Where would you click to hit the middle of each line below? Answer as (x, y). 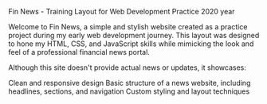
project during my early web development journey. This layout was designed (134, 35)
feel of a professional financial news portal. (79, 52)
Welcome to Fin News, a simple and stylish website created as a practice (128, 27)
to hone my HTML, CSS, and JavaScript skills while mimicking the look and (131, 44)
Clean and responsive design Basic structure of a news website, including (130, 83)
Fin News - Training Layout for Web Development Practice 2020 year (122, 12)
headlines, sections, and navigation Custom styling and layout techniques (129, 91)
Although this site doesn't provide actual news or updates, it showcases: (128, 67)
